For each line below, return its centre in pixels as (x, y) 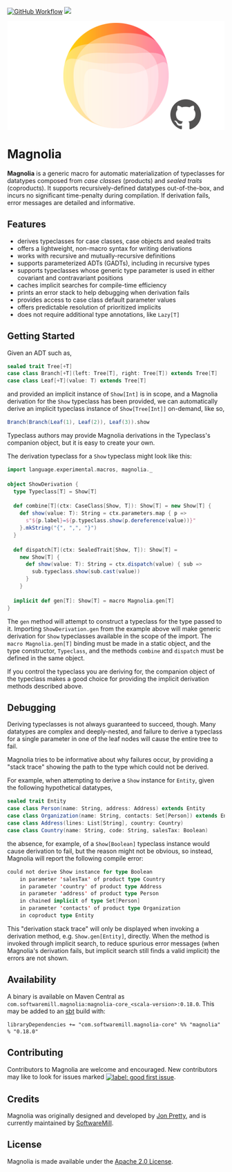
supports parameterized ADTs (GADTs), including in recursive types (114, 263)
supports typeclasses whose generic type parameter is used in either (116, 270)
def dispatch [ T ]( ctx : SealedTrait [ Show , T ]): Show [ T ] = (95, 550)
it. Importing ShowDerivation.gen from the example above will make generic (114, 628)
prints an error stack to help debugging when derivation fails (103, 292)
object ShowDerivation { (43, 484)
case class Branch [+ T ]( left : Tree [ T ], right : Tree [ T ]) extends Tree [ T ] (113, 374)
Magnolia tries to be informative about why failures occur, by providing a (110, 760)
